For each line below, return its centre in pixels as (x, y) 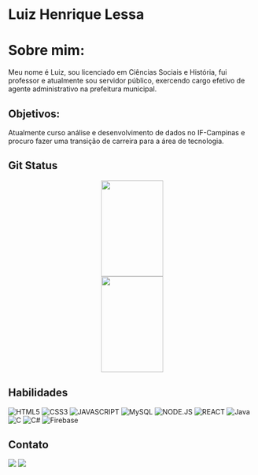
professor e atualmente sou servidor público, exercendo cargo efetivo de (127, 81)
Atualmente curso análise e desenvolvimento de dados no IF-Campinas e (127, 132)
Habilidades (38, 393)
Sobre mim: (46, 51)
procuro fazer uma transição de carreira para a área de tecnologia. (116, 141)
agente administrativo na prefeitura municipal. (83, 89)
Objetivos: (34, 114)
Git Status (33, 166)
